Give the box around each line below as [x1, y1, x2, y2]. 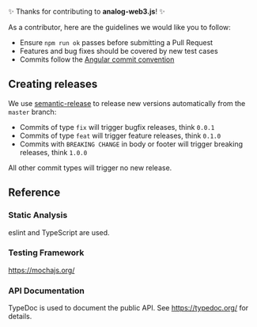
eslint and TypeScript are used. [8, 227, 110, 237]
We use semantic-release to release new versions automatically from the [8, 98, 246, 108]
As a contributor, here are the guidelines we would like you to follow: [8, 23, 231, 32]
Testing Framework [8, 247, 85, 258]
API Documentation [8, 285, 85, 296]
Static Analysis [8, 210, 68, 221]
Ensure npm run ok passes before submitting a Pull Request [19, 38, 214, 47]
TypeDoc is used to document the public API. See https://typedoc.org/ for [8, 303, 249, 313]
